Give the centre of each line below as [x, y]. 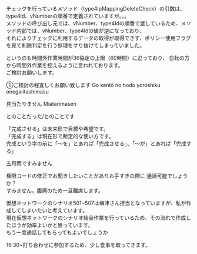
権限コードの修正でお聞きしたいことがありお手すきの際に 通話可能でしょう [97, 176]
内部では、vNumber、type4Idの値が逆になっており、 [81, 31]
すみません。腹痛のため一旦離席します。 [55, 190]
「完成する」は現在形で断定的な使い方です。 [60, 136]
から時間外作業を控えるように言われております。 [65, 65]
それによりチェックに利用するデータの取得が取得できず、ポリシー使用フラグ [98, 38]
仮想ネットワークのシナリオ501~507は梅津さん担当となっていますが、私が [96, 203]
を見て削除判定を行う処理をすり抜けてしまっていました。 [76, 45]
